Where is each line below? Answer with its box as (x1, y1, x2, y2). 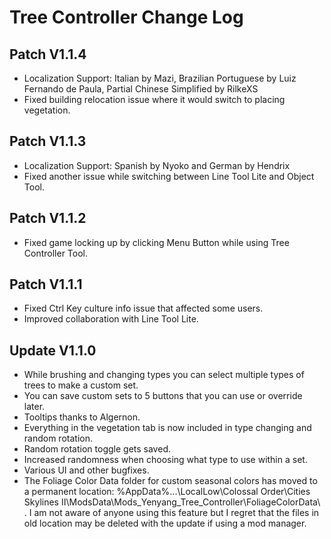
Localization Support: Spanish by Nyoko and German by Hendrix (23, 159, 291, 171)
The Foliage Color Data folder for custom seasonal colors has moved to (23, 475, 318, 487)
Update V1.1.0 (9, 342, 97, 359)
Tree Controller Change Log (9, 6, 244, 29)
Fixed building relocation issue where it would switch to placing (23, 94, 286, 105)
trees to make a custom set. (23, 379, 139, 391)
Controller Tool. (23, 247, 89, 259)
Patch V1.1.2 (9, 210, 87, 227)
